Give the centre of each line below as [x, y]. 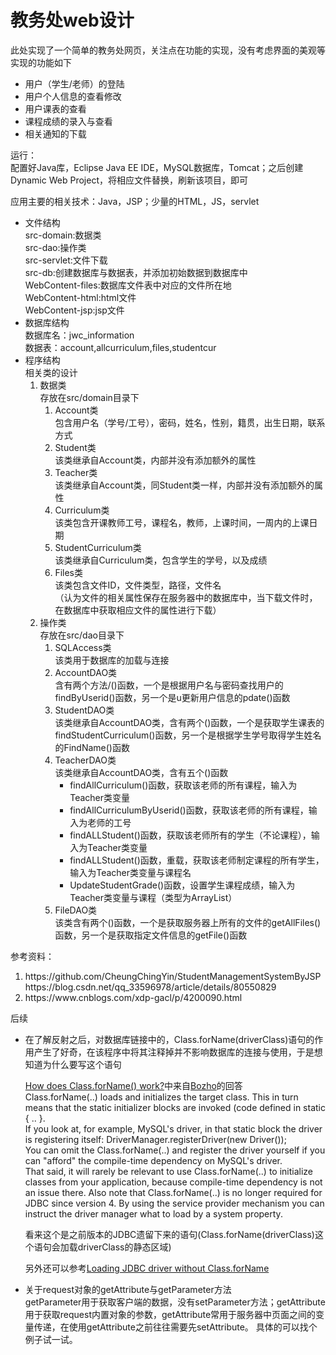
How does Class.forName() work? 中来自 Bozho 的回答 [133, 1085]
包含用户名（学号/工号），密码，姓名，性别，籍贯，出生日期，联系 [190, 422]
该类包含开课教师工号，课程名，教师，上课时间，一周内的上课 [182, 522]
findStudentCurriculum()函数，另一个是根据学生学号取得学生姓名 [188, 735]
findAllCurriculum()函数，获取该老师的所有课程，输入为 [183, 785]
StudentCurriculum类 [98, 547]
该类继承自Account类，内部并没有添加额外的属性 [155, 460]
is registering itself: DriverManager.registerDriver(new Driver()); [155, 1139]
